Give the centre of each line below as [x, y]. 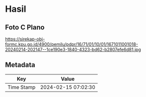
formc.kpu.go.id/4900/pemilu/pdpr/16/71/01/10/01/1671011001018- [72, 44]
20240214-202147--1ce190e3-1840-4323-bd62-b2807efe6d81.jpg [73, 49]
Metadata [20, 65]
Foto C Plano [25, 27]
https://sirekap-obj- [25, 39]
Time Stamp [22, 87]
